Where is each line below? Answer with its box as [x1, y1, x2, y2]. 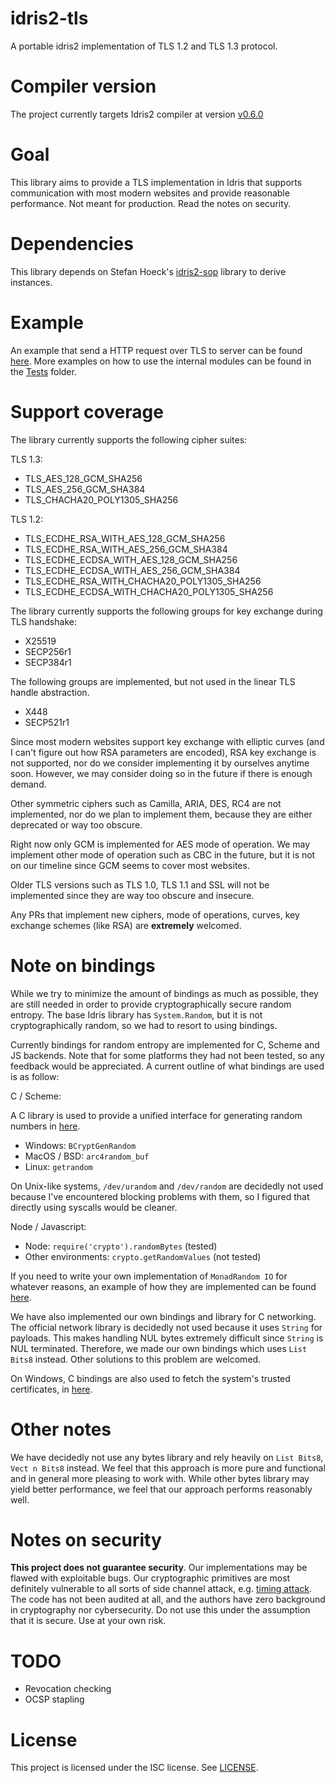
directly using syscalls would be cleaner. [10, 1201, 178, 1213]
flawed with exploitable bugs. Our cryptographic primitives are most [10, 1572, 291, 1584]
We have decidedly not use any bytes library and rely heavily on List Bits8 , [10, 1451, 324, 1463]
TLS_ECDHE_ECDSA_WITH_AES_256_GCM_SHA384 [24, 564, 241, 576]
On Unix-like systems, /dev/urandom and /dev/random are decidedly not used [10, 1180, 324, 1192]
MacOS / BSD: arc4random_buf [24, 1150, 150, 1162]
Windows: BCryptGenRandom [24, 1139, 137, 1151]
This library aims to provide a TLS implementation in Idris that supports [10, 176, 303, 188]
